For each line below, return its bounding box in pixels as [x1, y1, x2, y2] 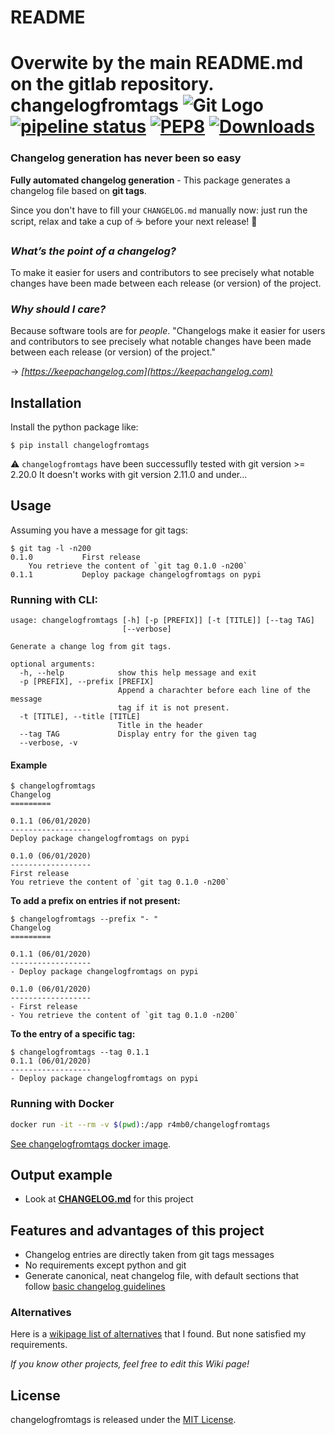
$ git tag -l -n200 [10, 543, 92, 553]
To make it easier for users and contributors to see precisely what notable [10, 266, 315, 278]
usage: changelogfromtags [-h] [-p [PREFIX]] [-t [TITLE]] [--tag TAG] [10, 616, 315, 626]
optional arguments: [10, 659, 97, 670]
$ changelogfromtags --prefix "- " [10, 914, 159, 925]
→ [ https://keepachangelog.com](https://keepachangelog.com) [10, 366, 273, 378]
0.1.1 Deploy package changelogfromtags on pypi [10, 569, 262, 580]
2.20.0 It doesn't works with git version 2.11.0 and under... [10, 469, 248, 481]
